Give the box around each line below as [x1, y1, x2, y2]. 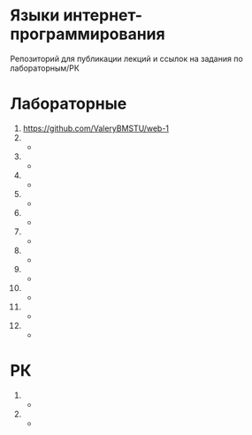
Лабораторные [10, 94, 127, 114]
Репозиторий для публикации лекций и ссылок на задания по [10, 53, 244, 64]
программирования [10, 24, 166, 44]
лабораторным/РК [10, 63, 80, 73]
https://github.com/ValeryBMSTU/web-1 [22, 123, 170, 134]
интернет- [62, 5, 143, 26]
